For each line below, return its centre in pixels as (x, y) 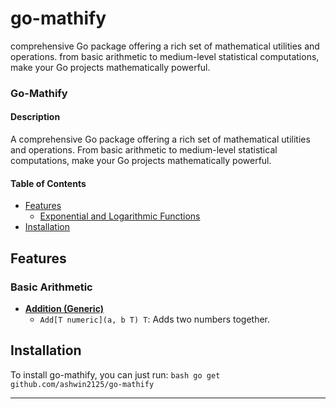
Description (35, 117)
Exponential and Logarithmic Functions (120, 216)
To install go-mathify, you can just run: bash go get (115, 374)
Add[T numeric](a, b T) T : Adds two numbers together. (155, 319)
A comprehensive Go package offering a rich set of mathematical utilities (160, 139)
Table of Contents (48, 183)
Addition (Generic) (64, 308)
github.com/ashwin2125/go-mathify (82, 384)
